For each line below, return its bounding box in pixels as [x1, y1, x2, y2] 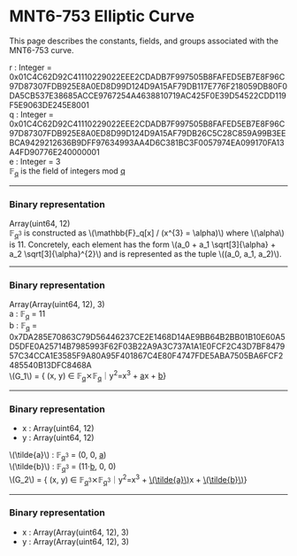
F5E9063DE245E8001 [9, 99, 90, 110]
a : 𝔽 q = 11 [9, 308, 46, 320]
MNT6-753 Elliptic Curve [9, 6, 195, 27]
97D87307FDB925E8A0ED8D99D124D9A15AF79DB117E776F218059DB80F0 [9, 81, 288, 91]
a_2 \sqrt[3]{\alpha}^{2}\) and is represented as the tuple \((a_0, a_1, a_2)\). [9, 248, 282, 259]
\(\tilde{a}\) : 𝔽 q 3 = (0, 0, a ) [9, 450, 107, 462]
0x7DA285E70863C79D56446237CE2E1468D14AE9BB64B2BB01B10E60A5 [9, 331, 286, 342]
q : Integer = [9, 109, 55, 120]
